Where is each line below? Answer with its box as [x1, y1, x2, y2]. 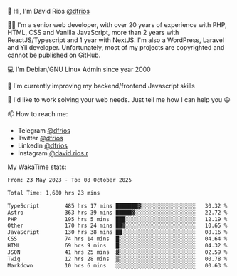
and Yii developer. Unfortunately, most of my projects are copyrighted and [7, 44, 225, 51]
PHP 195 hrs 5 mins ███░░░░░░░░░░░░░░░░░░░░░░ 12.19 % [7, 215, 228, 223]
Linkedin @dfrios [17, 141, 68, 150]
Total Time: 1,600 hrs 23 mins [7, 189, 100, 196]
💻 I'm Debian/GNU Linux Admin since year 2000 [7, 65, 151, 73]
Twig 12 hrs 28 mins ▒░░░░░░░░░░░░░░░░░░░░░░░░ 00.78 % [7, 255, 228, 262]
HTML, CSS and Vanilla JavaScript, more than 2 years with [7, 29, 179, 36]
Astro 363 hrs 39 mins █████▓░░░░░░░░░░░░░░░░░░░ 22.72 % [7, 209, 228, 216]
